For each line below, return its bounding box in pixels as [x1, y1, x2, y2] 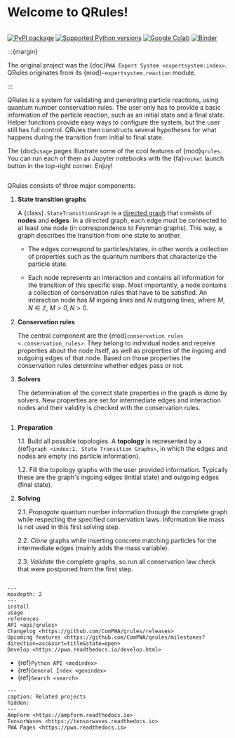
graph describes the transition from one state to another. [17, 231, 182, 239]
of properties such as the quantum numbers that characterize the [27, 252, 217, 260]
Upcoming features [7, 634, 61, 641]
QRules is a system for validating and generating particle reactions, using [7, 96, 219, 104]
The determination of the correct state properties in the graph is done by [17, 388, 228, 397]
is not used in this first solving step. [17, 522, 121, 531]
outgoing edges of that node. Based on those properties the [17, 353, 192, 362]
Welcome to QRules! [7, 4, 128, 20]
